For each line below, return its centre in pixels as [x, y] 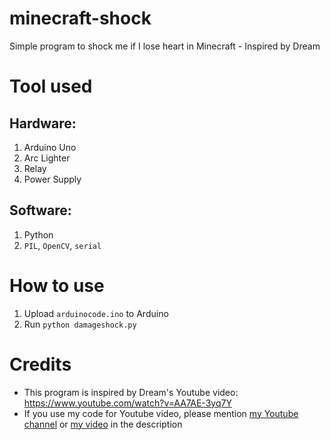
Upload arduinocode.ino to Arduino [96, 313]
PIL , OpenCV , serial [62, 245]
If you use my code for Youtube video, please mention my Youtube [161, 413]
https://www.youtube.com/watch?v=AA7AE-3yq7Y [127, 403]
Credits [40, 364]
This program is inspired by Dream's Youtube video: [131, 392]
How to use [57, 285]
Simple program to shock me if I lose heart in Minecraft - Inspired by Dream [165, 46]
